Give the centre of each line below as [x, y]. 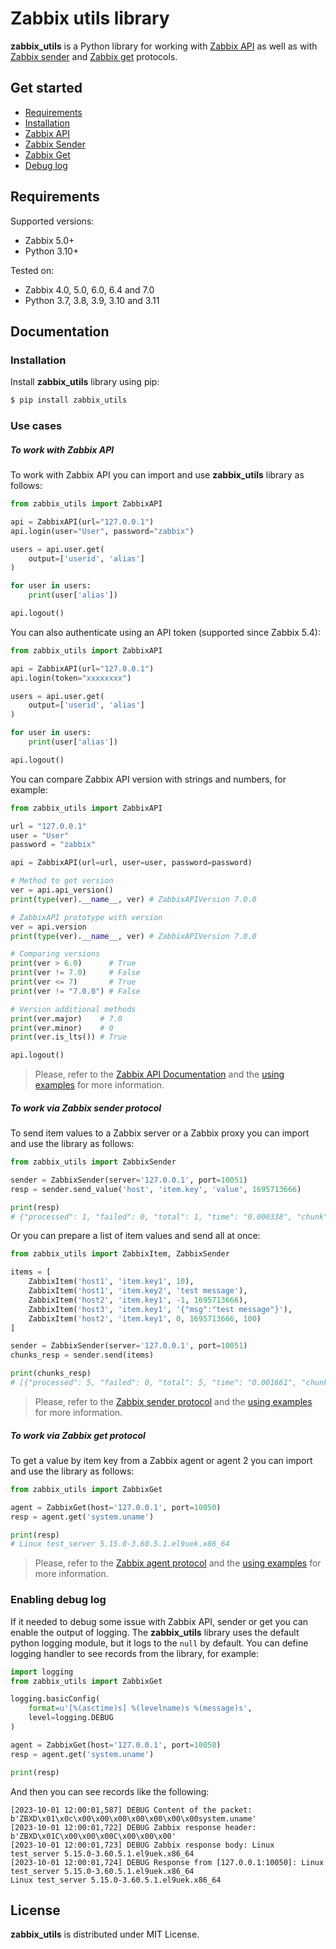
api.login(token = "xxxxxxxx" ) [71, 678]
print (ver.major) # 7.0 [66, 1018]
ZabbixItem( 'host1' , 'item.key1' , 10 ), [111, 1282]
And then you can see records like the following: [110, 1791]
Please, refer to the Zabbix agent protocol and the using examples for [178, 1563]
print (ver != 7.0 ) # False [75, 973]
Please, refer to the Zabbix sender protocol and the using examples [173, 1401]
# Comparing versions [55, 954]
